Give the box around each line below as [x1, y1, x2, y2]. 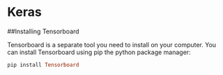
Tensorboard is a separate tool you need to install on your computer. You [7, 40, 217, 49]
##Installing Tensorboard [7, 27, 79, 35]
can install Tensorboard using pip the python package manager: [7, 48, 191, 56]
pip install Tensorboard [7, 61, 79, 68]
